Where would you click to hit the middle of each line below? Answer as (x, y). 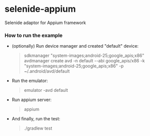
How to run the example (34, 35)
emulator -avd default (46, 90)
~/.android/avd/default (47, 71)
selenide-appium (40, 9)
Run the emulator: (30, 81)
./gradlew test (38, 128)
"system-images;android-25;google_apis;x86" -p (74, 66)
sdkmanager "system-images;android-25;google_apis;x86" (84, 55)
